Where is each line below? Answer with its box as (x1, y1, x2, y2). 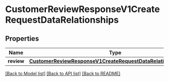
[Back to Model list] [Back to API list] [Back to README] (5, 70, 121, 76)
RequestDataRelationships (5, 14, 119, 26)
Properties (5, 34, 39, 43)
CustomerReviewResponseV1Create (5, 4, 160, 15)
